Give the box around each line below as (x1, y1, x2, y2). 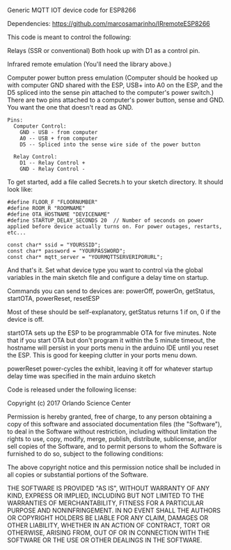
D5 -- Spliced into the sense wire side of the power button (19, 141, 200, 148)
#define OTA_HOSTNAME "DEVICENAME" (7, 211, 111, 218)
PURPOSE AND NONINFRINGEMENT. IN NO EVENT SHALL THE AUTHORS (7, 506, 221, 514)
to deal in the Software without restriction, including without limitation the (7, 427, 217, 436)
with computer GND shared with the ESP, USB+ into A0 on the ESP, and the (7, 81, 223, 89)
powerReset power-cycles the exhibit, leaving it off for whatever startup (7, 364, 214, 373)
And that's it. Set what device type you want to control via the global (7, 266, 203, 274)
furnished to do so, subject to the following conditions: (7, 449, 164, 458)
